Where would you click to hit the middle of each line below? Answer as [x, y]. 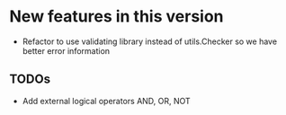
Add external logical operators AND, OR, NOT [106, 101]
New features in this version [116, 17]
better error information [66, 50]
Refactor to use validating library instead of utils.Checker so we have [149, 41]
